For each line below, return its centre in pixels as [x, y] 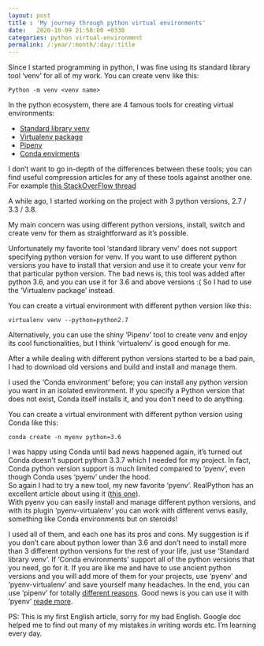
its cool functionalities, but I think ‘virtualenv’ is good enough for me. [119, 344]
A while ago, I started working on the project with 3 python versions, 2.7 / [127, 201]
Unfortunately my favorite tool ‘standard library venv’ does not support [123, 249]
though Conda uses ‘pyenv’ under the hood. [80, 477]
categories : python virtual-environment [76, 38]
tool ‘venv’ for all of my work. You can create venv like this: [104, 76]
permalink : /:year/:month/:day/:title [72, 45]
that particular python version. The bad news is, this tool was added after [127, 274]
